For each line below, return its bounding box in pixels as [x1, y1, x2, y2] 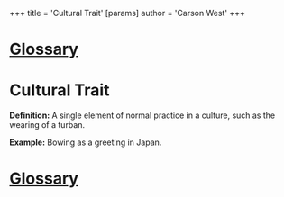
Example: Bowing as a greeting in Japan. [9, 137, 162, 148]
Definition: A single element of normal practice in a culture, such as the [9, 110, 276, 121]
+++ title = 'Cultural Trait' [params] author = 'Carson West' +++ [9, 8, 246, 18]
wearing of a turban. [9, 120, 86, 130]
